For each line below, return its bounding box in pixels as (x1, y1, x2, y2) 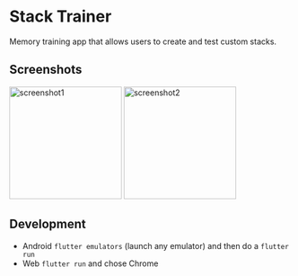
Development (9, 217, 87, 232)
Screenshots (9, 62, 83, 77)
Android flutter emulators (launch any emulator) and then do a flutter (22, 240, 289, 251)
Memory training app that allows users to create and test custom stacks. (9, 36, 276, 47)
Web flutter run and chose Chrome (22, 258, 159, 269)
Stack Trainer (9, 6, 112, 27)
